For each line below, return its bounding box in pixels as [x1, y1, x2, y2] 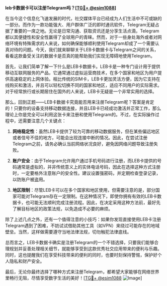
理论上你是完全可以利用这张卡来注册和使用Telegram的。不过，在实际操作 [5, 112, 155, 117]
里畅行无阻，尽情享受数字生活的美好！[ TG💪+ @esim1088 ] [5, 275, 143, 281]
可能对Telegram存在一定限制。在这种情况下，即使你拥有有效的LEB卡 [16, 193, 158, 199]
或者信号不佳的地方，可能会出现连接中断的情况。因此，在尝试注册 [12, 135, 148, 140]
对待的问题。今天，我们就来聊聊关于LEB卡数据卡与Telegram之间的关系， [9, 47, 159, 52]
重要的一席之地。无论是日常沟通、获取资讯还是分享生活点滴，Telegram [13, 28, 160, 34]
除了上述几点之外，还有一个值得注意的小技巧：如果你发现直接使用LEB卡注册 [5, 217, 162, 222]
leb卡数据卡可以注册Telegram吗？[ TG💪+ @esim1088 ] [5, 5, 117, 10]
